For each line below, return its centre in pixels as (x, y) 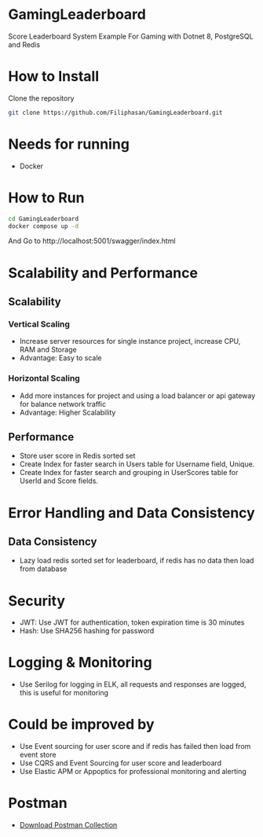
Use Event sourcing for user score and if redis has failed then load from (135, 747)
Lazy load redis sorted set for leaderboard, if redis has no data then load (137, 561)
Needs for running (69, 144)
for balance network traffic (63, 404)
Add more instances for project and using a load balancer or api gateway (137, 396)
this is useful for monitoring (64, 693)
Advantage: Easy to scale (60, 358)
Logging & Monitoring (80, 663)
